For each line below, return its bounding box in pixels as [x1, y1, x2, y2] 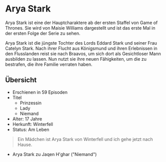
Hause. [17, 141, 32, 147]
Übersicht [5, 76, 37, 84]
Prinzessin [19, 100, 41, 106]
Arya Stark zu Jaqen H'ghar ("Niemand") [12, 151, 97, 157]
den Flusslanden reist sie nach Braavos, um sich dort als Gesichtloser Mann [5, 51, 161, 57]
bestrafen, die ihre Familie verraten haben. [5, 61, 92, 67]
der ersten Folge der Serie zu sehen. [5, 30, 80, 36]
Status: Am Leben [12, 126, 49, 132]
